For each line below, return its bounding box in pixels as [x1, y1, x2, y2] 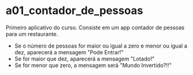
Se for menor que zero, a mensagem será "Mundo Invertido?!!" [14, 62, 172, 69]
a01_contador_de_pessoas [5, 4, 144, 18]
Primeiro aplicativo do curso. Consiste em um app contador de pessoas [5, 24, 185, 31]
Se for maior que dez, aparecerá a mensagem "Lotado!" [14, 55, 155, 62]
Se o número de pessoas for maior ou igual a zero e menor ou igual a [14, 42, 188, 49]
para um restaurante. [5, 30, 58, 37]
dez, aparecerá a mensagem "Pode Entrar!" [14, 48, 124, 55]
